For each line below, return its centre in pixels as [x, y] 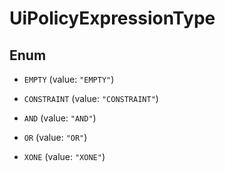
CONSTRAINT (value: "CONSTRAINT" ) [91, 98]
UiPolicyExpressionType [112, 18]
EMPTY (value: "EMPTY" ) [69, 79]
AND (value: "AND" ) [60, 118]
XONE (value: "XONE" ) [64, 156]
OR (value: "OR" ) [55, 137]
